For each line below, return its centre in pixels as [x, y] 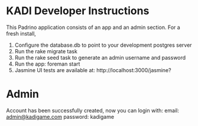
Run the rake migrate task [46, 51]
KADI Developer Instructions [78, 11]
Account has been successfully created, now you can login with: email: [92, 110]
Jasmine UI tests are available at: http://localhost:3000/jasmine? [93, 70]
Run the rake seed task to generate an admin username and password [100, 57]
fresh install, [21, 33]
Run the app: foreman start [47, 64]
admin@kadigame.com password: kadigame [60, 117]
